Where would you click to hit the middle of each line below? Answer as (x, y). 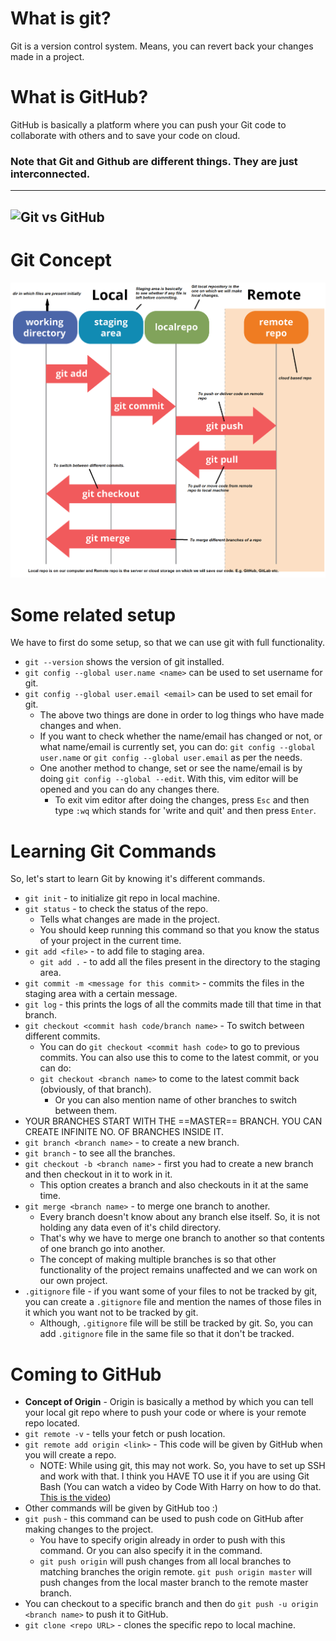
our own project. (73, 1281)
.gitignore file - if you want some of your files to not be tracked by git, (171, 1291)
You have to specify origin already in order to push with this (162, 1540)
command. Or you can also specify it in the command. (151, 1551)
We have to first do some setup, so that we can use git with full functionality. (168, 643)
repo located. (52, 1423)
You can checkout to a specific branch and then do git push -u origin (171, 1604)
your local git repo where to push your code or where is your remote (165, 1413)
